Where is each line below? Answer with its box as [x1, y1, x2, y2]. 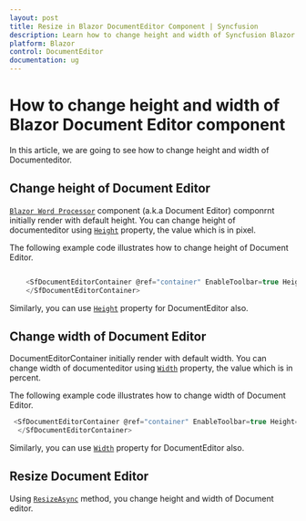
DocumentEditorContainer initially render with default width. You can [9, 353, 267, 364]
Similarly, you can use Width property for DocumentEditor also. [9, 443, 245, 453]
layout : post [9, 13, 59, 23]
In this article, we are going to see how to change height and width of [9, 144, 270, 155]
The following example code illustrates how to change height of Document [9, 242, 289, 253]
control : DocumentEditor [9, 47, 104, 57]
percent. [9, 372, 41, 383]
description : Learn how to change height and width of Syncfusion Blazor [9, 30, 296, 39]
